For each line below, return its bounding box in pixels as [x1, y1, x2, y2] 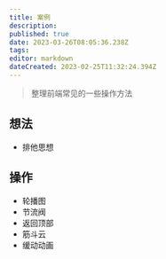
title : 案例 [9, 12, 51, 22]
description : [9, 21, 58, 30]
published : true [9, 29, 69, 38]
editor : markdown [9, 54, 74, 63]
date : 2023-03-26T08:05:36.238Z [9, 37, 129, 47]
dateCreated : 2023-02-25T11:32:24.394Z [9, 63, 157, 72]
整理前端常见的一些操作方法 [30, 88, 133, 98]
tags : [9, 46, 29, 55]
